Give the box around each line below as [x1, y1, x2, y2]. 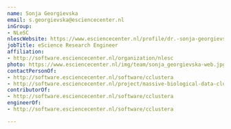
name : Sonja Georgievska [7, 10, 78, 17]
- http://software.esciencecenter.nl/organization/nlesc [7, 55, 174, 62]
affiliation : [7, 49, 45, 56]
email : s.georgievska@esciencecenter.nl [7, 16, 125, 23]
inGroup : [7, 23, 32, 30]
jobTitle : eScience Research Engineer [7, 42, 118, 49]
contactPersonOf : [7, 67, 57, 74]
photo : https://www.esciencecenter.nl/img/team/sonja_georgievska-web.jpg [7, 61, 226, 68]
